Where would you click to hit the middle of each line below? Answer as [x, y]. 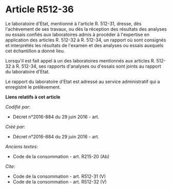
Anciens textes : [22, 146]
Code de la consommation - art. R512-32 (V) [60, 182]
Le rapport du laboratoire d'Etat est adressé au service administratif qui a [83, 81]
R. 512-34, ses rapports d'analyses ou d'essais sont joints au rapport [88, 66]
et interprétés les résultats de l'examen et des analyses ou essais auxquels [84, 45]
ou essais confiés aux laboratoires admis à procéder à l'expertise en [78, 34]
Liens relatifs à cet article [33, 97]
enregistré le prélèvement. [33, 87]
